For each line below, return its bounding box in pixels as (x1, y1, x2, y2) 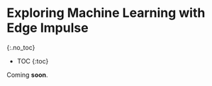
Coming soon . (6, 70, 48, 79)
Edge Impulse (6, 20, 89, 36)
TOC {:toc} (16, 56, 49, 65)
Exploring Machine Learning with (6, 5, 206, 21)
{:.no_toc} (6, 43, 35, 51)
